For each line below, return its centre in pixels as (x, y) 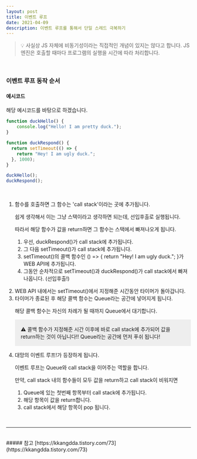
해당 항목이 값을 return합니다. (57, 400)
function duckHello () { (35, 121)
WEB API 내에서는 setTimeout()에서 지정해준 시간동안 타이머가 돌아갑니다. (100, 291)
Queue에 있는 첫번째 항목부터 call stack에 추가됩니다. (85, 393)
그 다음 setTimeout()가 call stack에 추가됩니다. (77, 249)
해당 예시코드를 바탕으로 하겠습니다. (47, 110)
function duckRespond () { (38, 143)
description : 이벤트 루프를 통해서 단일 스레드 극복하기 (66, 28)
